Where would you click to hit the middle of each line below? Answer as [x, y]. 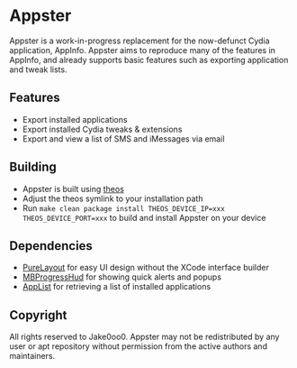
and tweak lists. [38, 69]
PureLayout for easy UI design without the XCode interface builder [146, 268]
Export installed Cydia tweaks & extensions [102, 129]
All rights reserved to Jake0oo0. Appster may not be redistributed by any [144, 337]
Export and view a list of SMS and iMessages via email [123, 138]
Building [33, 167]
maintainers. [32, 356]
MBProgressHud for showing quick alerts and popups [122, 277]
